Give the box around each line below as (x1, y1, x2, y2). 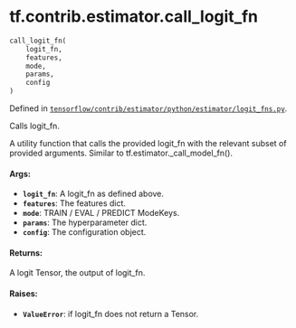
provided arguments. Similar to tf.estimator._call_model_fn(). (9, 147, 234, 159)
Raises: (9, 288, 38, 299)
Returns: (9, 247, 43, 258)
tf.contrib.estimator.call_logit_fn (9, 6, 259, 27)
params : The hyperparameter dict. (22, 217, 148, 228)
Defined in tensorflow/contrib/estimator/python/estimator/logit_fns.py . (9, 103, 288, 114)
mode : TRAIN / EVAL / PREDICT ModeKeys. (22, 208, 180, 219)
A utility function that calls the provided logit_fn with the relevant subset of (9, 138, 287, 149)
